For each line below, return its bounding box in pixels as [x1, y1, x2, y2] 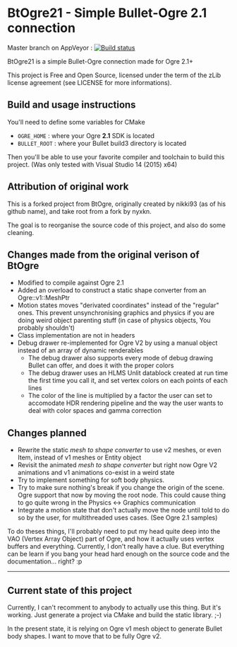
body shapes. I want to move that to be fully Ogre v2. [7, 632, 162, 640]
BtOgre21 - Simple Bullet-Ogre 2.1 [7, 5, 207, 21]
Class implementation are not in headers [17, 331, 135, 340]
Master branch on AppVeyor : [7, 43, 93, 52]
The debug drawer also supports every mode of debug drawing [28, 354, 214, 362]
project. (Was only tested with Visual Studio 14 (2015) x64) [7, 160, 178, 168]
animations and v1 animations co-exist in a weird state [17, 469, 175, 477]
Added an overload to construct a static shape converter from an [17, 286, 207, 294]
